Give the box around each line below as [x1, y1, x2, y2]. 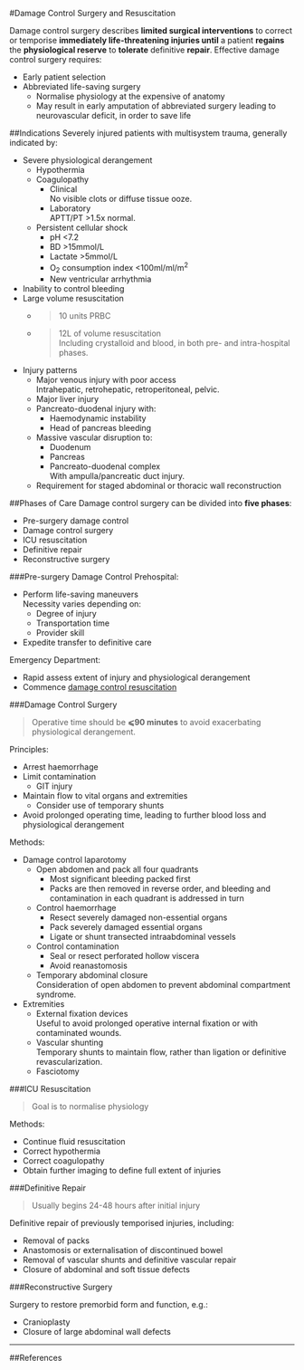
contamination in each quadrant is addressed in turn [49, 893, 244, 904]
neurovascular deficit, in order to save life [35, 110, 192, 120]
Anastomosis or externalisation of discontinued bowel [22, 1245, 223, 1256]
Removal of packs [22, 1235, 90, 1246]
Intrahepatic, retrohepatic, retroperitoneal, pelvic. [35, 384, 220, 395]
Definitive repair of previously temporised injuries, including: [9, 1218, 234, 1229]
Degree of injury [35, 608, 97, 619]
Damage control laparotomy [22, 855, 127, 866]
